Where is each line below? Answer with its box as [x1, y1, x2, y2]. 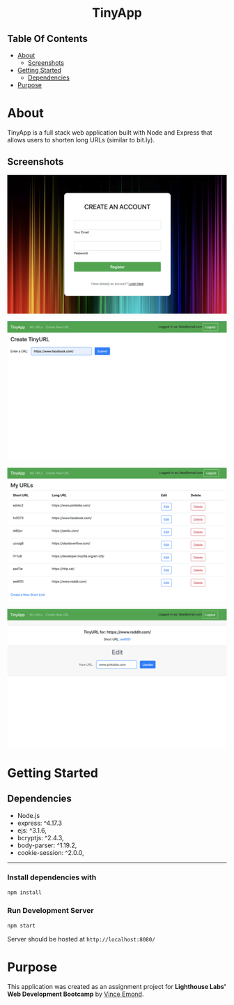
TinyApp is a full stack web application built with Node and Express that [7, 128, 212, 137]
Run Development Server [7, 905, 94, 915]
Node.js [17, 811, 40, 819]
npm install [7, 889, 42, 896]
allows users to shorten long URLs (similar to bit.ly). [7, 135, 155, 144]
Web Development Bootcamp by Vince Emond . [7, 990, 144, 998]
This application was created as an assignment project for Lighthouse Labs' [7, 983, 226, 990]
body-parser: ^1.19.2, [17, 841, 77, 849]
